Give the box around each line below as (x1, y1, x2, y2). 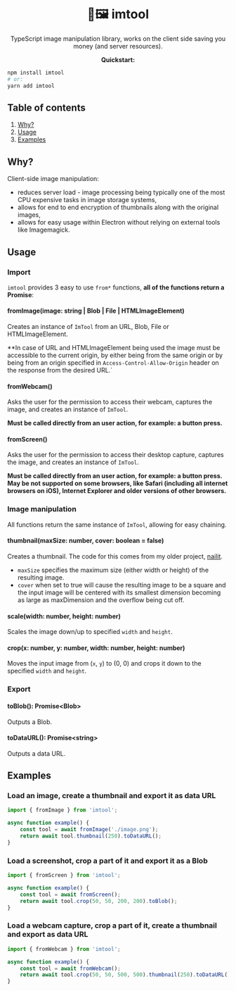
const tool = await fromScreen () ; (20, 891, 121, 898)
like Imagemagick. (17, 225, 70, 234)
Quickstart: (100, 55, 136, 64)
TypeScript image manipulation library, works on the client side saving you (10, 34, 226, 43)
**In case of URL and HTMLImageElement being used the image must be (7, 344, 221, 352)
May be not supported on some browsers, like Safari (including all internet (7, 479, 228, 487)
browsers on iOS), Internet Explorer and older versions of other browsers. (7, 487, 227, 495)
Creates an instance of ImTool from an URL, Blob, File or (7, 323, 170, 331)
